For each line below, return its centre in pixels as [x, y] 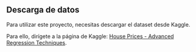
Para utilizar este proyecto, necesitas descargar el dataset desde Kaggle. [98, 24]
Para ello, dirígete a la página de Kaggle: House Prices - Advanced [90, 36]
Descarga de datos [43, 10]
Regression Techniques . [37, 42]
